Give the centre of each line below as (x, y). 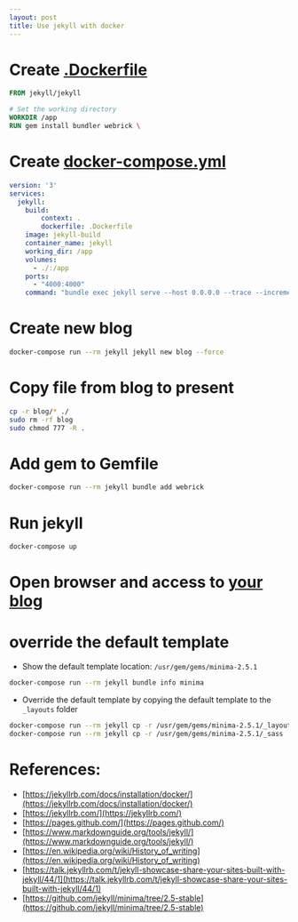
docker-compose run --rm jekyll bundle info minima (106, 683)
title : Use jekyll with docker (67, 26)
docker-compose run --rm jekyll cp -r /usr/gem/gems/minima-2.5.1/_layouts (152, 726)
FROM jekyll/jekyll (45, 93)
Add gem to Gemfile (84, 464)
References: (55, 770)
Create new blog (71, 329)
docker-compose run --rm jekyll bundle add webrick (106, 487)
